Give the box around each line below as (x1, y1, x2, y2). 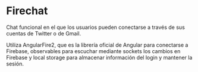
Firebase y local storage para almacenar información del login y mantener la (6, 54, 193, 61)
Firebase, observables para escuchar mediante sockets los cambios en (6, 47, 181, 54)
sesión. (6, 60, 24, 67)
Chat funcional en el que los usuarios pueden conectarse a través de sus (6, 24, 186, 31)
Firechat (6, 4, 48, 18)
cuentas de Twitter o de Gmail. (6, 30, 81, 37)
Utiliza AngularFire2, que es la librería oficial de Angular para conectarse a (6, 41, 188, 48)
